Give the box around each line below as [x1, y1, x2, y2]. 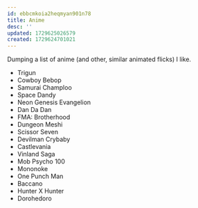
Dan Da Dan [17, 106, 52, 114]
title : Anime [7, 17, 45, 24]
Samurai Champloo [17, 83, 73, 92]
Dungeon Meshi [17, 120, 63, 129]
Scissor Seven [17, 128, 59, 136]
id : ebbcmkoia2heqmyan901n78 [7, 10, 91, 17]
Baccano [17, 179, 43, 188]
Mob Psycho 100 [17, 157, 66, 166]
